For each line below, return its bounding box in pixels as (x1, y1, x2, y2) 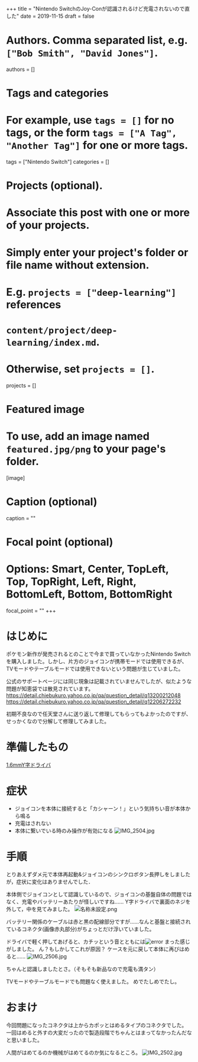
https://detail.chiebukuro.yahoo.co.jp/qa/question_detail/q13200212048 (6, 692, 181, 699)
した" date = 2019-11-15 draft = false (6, 12, 95, 20)
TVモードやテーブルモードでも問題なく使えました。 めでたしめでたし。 (6, 978, 180, 985)
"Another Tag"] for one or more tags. (6, 138, 189, 152)
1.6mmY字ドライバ (6, 761, 51, 768)
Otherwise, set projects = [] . (6, 363, 155, 376)
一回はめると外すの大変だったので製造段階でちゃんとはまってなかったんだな (6, 1029, 192, 1036)
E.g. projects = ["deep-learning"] (6, 285, 177, 299)
